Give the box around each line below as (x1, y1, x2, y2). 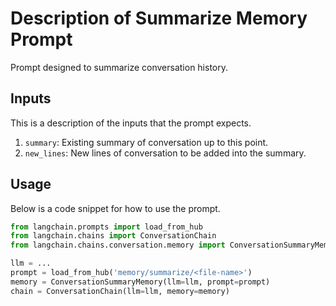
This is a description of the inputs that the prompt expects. (10, 117, 252, 129)
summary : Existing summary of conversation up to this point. (24, 136, 269, 148)
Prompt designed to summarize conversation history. (10, 61, 229, 73)
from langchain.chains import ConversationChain (10, 231, 217, 241)
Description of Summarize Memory (10, 7, 308, 30)
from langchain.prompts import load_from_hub (10, 222, 203, 232)
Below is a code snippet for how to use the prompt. (10, 202, 221, 214)
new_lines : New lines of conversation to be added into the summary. (24, 147, 307, 159)
